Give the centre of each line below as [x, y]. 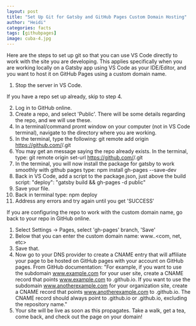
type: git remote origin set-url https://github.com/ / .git [79, 157]
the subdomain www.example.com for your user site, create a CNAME [99, 273]
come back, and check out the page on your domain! [78, 317]
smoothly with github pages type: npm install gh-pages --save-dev [96, 170]
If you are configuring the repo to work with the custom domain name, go [94, 212]
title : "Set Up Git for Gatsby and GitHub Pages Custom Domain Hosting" [97, 17]
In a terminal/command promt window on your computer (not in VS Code [102, 126]
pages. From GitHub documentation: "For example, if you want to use [98, 267]
